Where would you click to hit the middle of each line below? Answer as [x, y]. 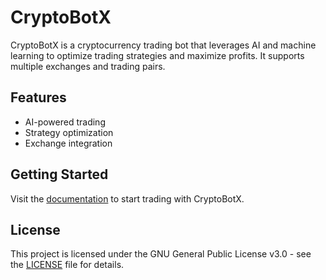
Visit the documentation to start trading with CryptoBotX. [127, 198]
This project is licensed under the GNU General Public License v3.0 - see [161, 254]
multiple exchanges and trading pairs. [88, 66]
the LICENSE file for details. [67, 265]
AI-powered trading [65, 122]
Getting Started [59, 174]
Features [38, 97]
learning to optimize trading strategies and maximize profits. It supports [157, 55]
